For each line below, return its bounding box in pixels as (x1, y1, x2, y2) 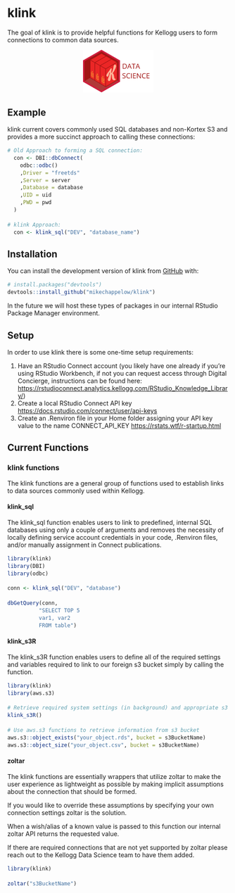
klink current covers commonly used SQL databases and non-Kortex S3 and (7, 125, 228, 134)
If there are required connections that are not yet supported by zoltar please (7, 843, 228, 851)
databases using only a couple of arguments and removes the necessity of (7, 526, 224, 534)
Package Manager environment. (7, 309, 101, 317)
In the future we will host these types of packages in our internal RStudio (7, 301, 218, 310)
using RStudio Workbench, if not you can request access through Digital (17, 369, 227, 377)
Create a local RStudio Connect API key (17, 399, 132, 407)
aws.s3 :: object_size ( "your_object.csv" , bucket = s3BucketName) (7, 741, 200, 749)
